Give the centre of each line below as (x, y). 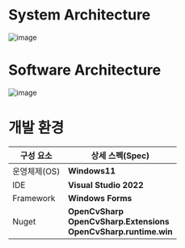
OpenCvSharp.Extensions (118, 221)
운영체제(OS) (36, 171)
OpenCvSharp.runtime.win (120, 231)
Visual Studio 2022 (105, 185)
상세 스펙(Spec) (120, 156)
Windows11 (91, 170)
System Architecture (80, 15)
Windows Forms (100, 198)
